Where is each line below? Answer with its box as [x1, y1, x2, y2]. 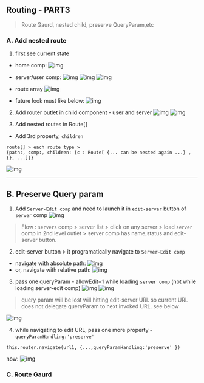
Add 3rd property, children [15, 133, 84, 140]
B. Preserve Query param [6, 188, 104, 199]
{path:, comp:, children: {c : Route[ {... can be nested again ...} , [6, 150, 191, 156]
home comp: [15, 62, 47, 69]
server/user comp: [15, 74, 62, 81]
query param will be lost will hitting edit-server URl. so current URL [21, 296, 189, 303]
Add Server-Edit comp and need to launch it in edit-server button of [15, 205, 186, 212]
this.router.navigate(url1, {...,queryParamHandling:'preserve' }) [6, 344, 181, 350]
